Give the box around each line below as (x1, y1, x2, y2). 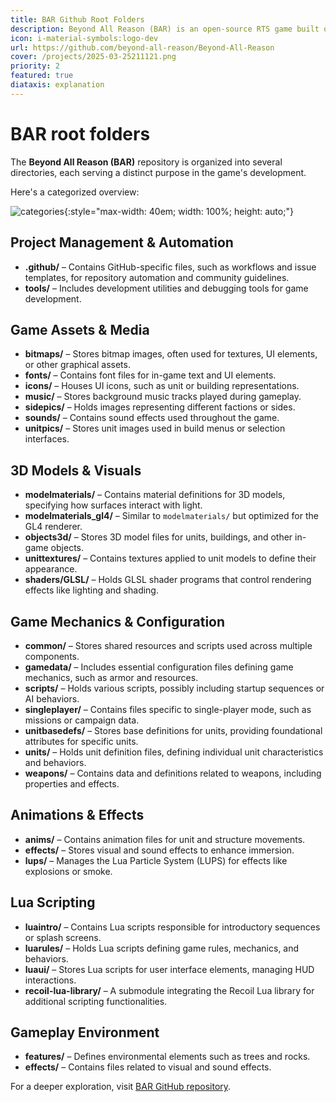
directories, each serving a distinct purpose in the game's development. (10, 166, 307, 178)
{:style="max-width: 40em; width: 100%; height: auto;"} (63, 205, 294, 217)
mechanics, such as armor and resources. (24, 671, 199, 683)
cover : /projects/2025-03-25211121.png (10, 52, 177, 62)
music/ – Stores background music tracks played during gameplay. (24, 391, 302, 403)
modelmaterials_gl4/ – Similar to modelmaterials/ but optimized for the (24, 510, 319, 522)
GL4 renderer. (24, 521, 83, 533)
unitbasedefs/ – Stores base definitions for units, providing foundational (24, 724, 323, 736)
